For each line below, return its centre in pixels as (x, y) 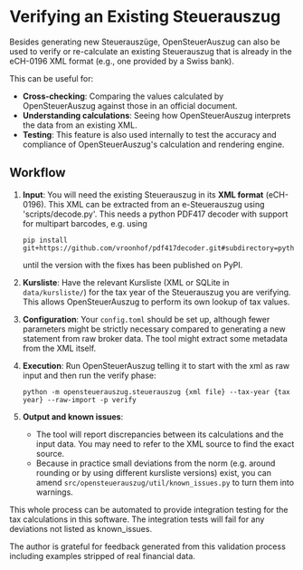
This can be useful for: (51, 78)
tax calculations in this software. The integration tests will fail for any (137, 519)
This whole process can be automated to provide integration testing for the (149, 509)
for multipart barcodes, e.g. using (85, 223)
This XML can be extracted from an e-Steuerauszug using (156, 204)
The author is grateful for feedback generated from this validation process (148, 546)
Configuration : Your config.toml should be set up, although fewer (146, 319)
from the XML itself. (59, 348)
